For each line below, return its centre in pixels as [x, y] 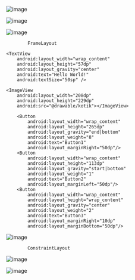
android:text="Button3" [57, 216]
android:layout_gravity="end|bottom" [74, 132]
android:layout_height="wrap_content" [76, 200]
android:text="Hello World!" [53, 75]
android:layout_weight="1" [61, 174]
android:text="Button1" [57, 143]
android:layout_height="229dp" [56, 101]
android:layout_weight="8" [61, 137]
